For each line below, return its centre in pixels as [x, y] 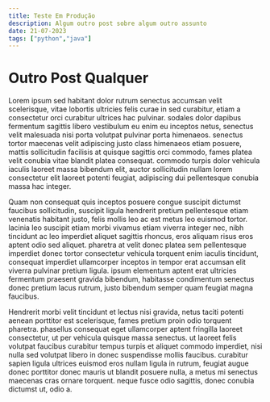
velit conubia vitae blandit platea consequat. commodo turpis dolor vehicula [134, 161]
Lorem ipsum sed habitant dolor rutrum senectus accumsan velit [115, 101]
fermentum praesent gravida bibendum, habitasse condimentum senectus [131, 279]
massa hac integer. [40, 186]
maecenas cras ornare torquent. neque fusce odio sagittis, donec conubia [131, 381]
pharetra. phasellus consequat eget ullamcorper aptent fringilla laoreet [126, 329]
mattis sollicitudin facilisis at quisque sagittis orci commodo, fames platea [130, 152]
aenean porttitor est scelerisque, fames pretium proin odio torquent [120, 320]
